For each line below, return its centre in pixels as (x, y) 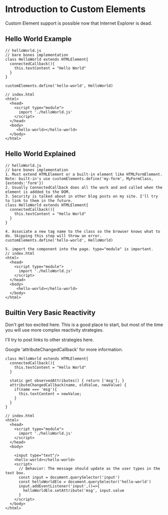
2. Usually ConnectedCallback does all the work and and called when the (84, 187)
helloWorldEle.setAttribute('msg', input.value (74, 491)
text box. (16, 473)
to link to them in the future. (39, 200)
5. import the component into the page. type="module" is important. (79, 249)
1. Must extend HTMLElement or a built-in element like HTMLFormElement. (84, 174)
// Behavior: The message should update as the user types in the (89, 469)
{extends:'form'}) (24, 183)
